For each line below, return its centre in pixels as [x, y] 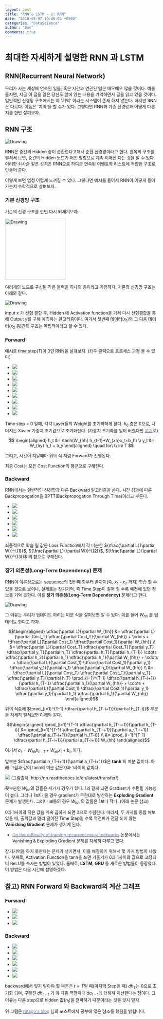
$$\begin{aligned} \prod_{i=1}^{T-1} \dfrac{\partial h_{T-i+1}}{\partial [76, 724]
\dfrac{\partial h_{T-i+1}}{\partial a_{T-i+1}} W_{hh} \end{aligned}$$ [82, 740]
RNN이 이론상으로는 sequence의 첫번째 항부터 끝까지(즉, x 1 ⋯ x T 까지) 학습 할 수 [81, 583]
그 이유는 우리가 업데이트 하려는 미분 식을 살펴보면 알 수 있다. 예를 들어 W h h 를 [79, 615]
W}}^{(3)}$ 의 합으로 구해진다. [34, 557]
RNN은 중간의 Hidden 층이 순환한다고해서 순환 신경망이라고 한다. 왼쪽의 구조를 [80, 151]
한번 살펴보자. [27, 113]
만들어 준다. [16, 170]
